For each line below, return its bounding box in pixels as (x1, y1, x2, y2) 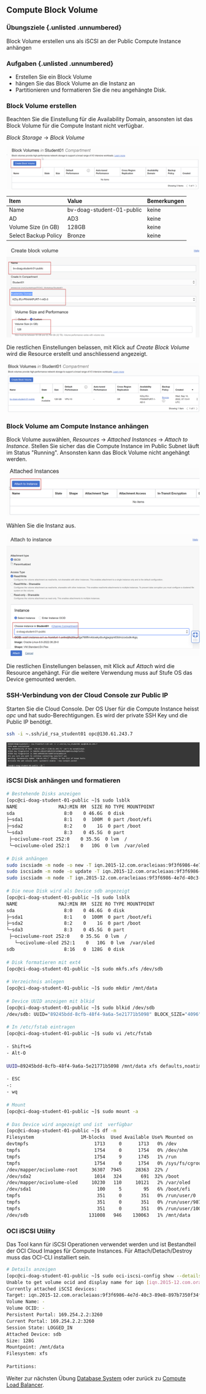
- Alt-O (6, 1050, 26, 1056)
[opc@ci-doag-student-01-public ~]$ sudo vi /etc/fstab (6, 1031, 152, 1037)
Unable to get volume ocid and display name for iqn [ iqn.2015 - (6, 1279, 174, 1285)
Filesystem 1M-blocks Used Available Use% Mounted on (6, 1134, 193, 1141)
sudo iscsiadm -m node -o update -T (6, 868, 100, 875)
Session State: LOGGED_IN (6, 1325, 72, 1331)
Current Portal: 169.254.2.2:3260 (6, 1318, 95, 1324)
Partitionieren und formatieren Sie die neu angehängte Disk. (15, 86, 167, 93)
